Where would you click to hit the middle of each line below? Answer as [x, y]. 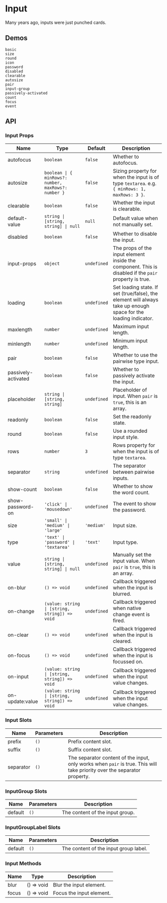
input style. [126, 437]
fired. [119, 621]
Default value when [135, 218]
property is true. [131, 279]
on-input [18, 677]
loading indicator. [133, 318]
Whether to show [133, 487]
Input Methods [23, 864]
